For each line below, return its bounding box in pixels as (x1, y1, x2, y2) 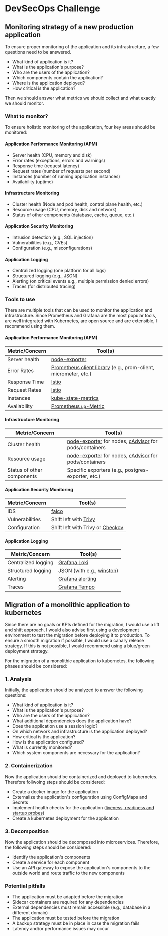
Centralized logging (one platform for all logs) (12, 268, 106, 274)
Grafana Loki (58, 559, 89, 566)
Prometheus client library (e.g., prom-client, (51, 364, 155, 371)
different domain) (12, 910, 48, 916)
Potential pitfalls (5, 882, 46, 889)
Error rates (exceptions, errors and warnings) (12, 157, 106, 163)
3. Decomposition (5, 828, 49, 835)
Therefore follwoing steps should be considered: (5, 779, 105, 785)
